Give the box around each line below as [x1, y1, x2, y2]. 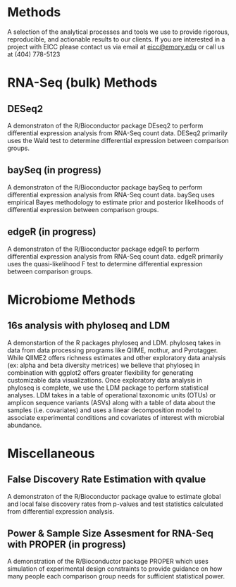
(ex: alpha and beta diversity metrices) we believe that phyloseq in [7, 361, 200, 369]
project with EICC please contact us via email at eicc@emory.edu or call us [7, 42, 225, 51]
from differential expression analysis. [7, 507, 115, 515]
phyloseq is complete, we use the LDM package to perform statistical [7, 383, 209, 392]
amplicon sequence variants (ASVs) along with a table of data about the [7, 398, 216, 407]
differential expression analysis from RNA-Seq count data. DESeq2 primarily [7, 128, 228, 137]
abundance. [7, 421, 42, 429]
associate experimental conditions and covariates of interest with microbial [7, 413, 225, 421]
